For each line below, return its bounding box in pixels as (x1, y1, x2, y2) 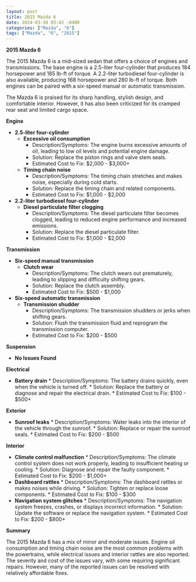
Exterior (6, 407, 26, 414)
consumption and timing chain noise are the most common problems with (6, 545, 183, 552)
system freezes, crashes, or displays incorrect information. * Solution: (14, 504, 183, 511)
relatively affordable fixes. (6, 570, 69, 577)
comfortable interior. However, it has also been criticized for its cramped (6, 100, 180, 107)
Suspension (6, 343, 36, 350)
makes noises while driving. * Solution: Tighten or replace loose (14, 485, 169, 492)
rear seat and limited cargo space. (6, 106, 89, 113)
